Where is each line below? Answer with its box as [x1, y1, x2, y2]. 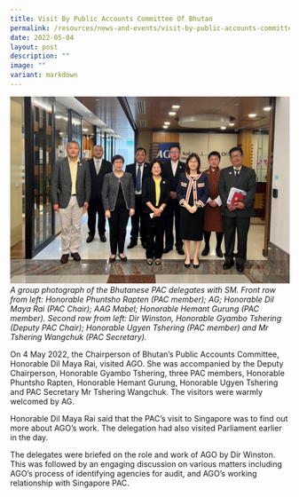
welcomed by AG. [10, 396, 75, 406]
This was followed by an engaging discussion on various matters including [10, 458, 282, 469]
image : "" [10, 61, 47, 70]
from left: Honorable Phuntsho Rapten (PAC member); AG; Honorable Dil [10, 294, 274, 304]
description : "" [10, 51, 70, 61]
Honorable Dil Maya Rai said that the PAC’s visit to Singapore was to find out [10, 413, 288, 423]
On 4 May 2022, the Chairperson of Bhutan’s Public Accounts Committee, [10, 349, 280, 359]
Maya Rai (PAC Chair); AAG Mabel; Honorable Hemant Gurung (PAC [10, 303, 260, 314]
